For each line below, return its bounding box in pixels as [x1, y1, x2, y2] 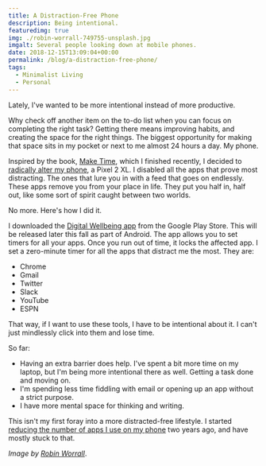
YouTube [19, 295, 49, 305]
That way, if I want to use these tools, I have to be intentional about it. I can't [8, 319, 257, 328]
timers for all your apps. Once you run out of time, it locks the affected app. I [8, 238, 258, 247]
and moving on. [19, 375, 71, 385]
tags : [8, 64, 26, 72]
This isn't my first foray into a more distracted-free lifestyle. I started [8, 416, 233, 425]
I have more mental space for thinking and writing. [19, 401, 185, 410]
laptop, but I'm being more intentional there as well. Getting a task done [19, 367, 254, 376]
